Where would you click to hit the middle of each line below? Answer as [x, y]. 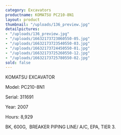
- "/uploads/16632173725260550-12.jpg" [48, 53]
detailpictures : [22, 29]
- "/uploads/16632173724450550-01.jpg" [48, 48]
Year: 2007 [17, 107]
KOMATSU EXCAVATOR [30, 77]
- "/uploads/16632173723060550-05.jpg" [48, 39]
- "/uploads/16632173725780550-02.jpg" [48, 58]
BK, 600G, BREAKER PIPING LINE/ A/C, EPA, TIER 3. [60, 127]
